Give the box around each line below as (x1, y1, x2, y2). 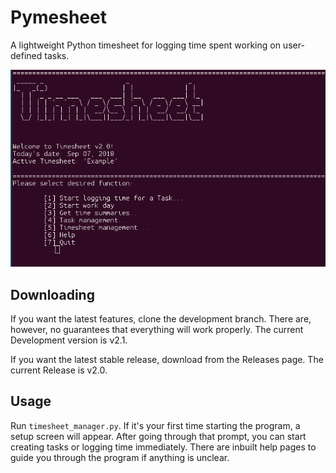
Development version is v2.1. (10, 334, 128, 346)
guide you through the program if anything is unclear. (10, 451, 230, 463)
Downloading (10, 286, 95, 303)
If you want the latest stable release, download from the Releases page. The (10, 353, 324, 365)
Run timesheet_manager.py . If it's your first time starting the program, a (10, 419, 301, 431)
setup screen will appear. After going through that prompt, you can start (10, 430, 307, 442)
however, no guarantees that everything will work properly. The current (10, 323, 304, 335)
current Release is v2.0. (10, 364, 108, 376)
